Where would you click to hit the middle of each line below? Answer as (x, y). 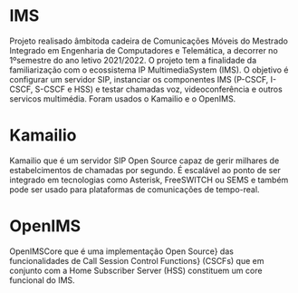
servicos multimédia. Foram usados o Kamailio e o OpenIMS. (123, 98)
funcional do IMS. (42, 280)
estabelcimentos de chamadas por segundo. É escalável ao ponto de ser (145, 170)
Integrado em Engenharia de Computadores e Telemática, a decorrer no (144, 50)
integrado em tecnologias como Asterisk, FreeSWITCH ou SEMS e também (149, 180)
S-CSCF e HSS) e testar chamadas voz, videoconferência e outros (159, 89)
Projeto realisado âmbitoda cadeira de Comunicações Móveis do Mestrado (149, 41)
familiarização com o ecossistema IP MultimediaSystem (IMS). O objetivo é (149, 70)
